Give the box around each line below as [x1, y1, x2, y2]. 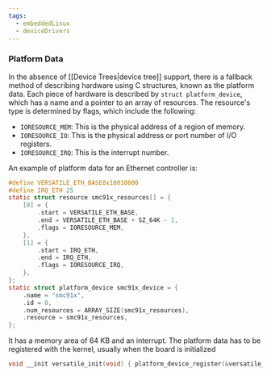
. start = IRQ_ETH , [37, 246, 99, 254]
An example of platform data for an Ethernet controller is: [8, 163, 198, 173]
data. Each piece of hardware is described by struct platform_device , [8, 89, 243, 98]
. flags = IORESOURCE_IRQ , [37, 261, 125, 269]
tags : [8, 11, 27, 20]
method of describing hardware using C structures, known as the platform [8, 80, 255, 90]
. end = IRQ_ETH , [37, 253, 92, 262]
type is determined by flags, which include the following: [8, 106, 197, 115]
